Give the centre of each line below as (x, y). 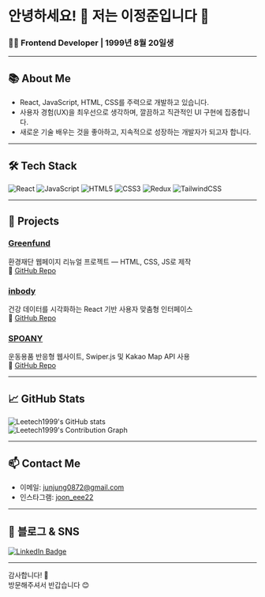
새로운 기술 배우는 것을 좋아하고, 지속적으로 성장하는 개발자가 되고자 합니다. (135, 132)
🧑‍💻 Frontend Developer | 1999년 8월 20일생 (91, 43)
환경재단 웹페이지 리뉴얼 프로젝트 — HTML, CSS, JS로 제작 (100, 261)
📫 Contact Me (45, 463)
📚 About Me (39, 79)
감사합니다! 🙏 (28, 575)
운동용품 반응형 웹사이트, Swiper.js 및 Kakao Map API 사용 (99, 357)
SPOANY (26, 339)
